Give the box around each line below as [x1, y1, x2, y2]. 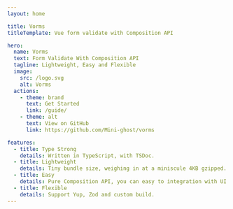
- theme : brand [20, 94, 64, 101]
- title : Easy [13, 172, 55, 179]
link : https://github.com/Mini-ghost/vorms [25, 127, 155, 134]
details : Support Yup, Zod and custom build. [20, 191, 155, 198]
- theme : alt [20, 113, 58, 121]
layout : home [7, 10, 45, 17]
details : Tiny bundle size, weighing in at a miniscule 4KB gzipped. [20, 165, 227, 172]
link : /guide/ [25, 107, 68, 114]
